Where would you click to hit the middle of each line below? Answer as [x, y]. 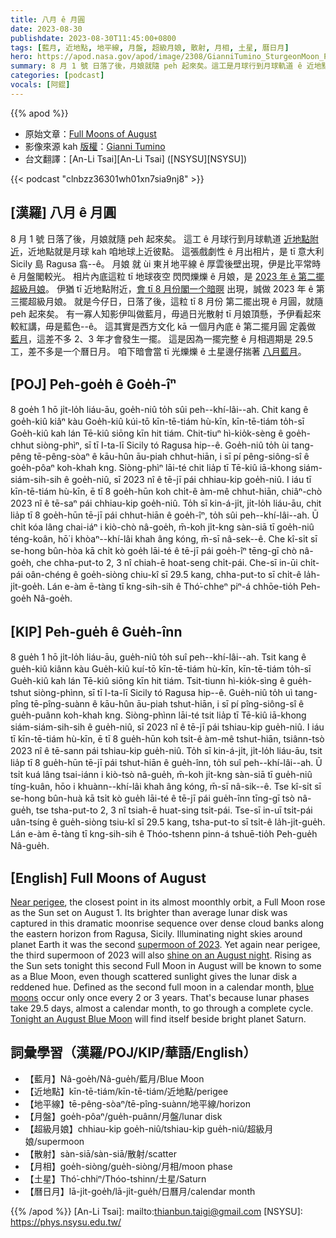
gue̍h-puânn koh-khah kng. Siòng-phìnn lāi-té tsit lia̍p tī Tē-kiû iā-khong [158, 715]
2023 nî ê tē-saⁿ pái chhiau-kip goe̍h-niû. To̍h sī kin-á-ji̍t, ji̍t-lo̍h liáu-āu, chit [166, 503]
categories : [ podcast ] [57, 76]
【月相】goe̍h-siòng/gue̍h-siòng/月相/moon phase [128, 1166]
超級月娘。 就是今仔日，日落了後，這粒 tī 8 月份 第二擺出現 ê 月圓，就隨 [175, 301]
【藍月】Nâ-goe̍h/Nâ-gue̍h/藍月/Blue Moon [114, 1078]
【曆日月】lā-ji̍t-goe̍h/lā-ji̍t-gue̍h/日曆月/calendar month [140, 1191]
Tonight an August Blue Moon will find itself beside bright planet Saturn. [158, 1019]
